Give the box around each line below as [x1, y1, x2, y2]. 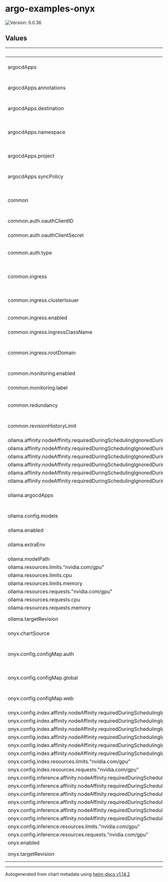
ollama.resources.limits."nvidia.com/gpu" [7, 563, 104, 570]
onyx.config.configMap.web [7, 694, 74, 701]
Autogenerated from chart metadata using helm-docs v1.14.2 [5, 871, 130, 877]
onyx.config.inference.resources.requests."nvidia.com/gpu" [7, 831, 148, 838]
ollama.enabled [7, 526, 44, 533]
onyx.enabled [7, 839, 40, 846]
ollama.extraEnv [7, 541, 45, 548]
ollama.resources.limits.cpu [7, 571, 72, 578]
